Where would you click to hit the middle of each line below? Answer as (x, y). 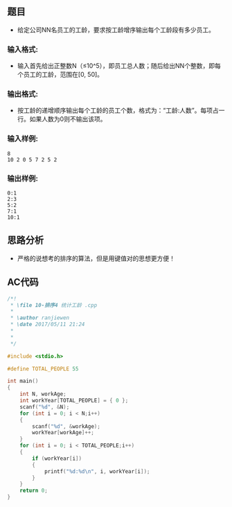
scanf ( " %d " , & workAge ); (66, 426)
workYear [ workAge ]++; (63, 433)
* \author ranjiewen (40, 318)
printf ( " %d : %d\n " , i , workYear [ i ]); (97, 471)
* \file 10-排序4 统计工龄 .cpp (54, 305)
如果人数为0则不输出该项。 (68, 119)
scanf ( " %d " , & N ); (45, 407)
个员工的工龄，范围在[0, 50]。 (60, 75)
